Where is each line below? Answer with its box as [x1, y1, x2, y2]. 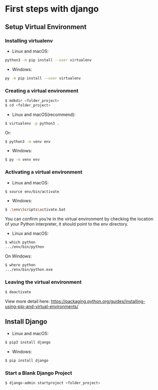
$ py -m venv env [5, 157, 40, 162]
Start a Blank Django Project [5, 370, 72, 376]
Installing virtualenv [5, 37, 53, 44]
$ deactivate [5, 290, 31, 294]
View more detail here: [5, 298, 50, 304]
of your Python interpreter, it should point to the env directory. [5, 221, 129, 227]
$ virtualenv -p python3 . [5, 121, 59, 126]
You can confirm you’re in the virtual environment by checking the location [5, 216, 154, 222]
